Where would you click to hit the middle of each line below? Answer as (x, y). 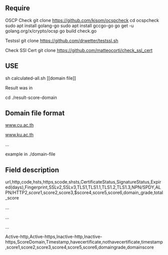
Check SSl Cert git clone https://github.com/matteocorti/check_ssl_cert (79, 50)
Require (18, 8)
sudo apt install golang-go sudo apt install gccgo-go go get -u (69, 25)
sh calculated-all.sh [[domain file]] (41, 78)
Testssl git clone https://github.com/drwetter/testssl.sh (62, 40)
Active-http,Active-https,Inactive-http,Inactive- (54, 236)
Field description (32, 170)
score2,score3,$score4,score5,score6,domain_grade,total (103, 192)
